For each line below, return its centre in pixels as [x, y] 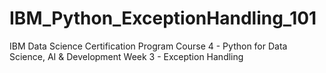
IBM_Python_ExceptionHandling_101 [163, 18]
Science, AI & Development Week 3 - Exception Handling [126, 56]
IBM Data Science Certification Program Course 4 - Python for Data [148, 46]
